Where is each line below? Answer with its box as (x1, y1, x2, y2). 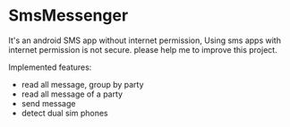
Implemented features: (8, 62, 92, 72)
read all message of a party (21, 89, 123, 99)
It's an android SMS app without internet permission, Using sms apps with (8, 35, 281, 46)
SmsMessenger (8, 5, 129, 26)
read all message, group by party (21, 79, 144, 89)
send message (21, 97, 76, 108)
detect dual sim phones (21, 107, 108, 118)
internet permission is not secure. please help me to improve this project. (8, 44, 278, 55)
